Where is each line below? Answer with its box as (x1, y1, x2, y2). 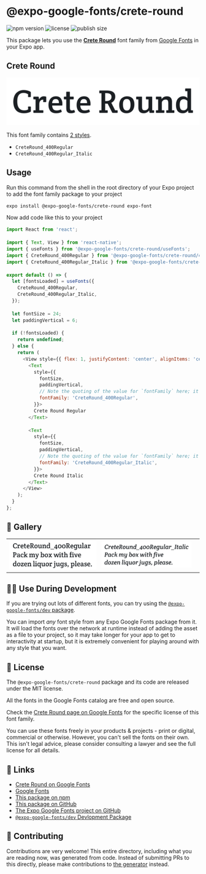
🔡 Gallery (6, 522, 42, 532)
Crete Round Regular (33, 408, 86, 414)
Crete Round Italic (33, 473, 84, 479)
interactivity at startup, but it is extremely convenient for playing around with (6, 638, 199, 645)
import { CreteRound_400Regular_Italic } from (6, 259, 128, 265)
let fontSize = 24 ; (12, 311, 62, 317)
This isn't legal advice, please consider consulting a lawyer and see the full (6, 740, 196, 748)
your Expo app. (6, 43, 45, 50)
